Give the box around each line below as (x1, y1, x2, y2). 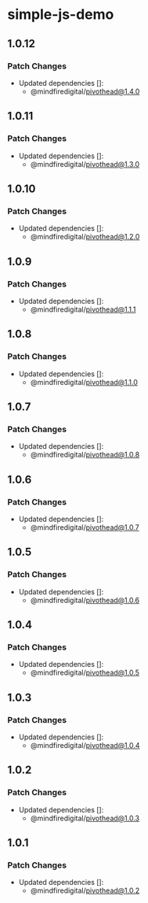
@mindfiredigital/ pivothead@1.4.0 (30, 87, 140, 96)
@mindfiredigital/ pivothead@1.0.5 (30, 668, 140, 678)
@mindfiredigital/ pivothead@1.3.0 (30, 159, 140, 168)
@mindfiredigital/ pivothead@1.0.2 (30, 886, 140, 895)
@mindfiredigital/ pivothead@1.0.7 (30, 523, 139, 532)
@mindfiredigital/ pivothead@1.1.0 (30, 377, 139, 387)
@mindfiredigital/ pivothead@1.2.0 (30, 232, 140, 242)
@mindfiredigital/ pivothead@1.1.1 (30, 305, 136, 314)
